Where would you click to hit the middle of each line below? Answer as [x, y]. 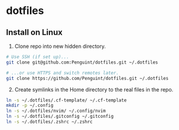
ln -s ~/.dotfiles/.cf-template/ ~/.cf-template [66, 100]
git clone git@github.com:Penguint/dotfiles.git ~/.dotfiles [82, 62]
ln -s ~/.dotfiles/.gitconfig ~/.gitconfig [60, 117]
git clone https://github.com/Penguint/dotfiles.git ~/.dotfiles [87, 78]
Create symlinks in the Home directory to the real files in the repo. [94, 89]
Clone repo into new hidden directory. [60, 46]
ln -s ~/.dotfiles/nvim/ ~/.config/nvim [56, 111]
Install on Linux [34, 32]
